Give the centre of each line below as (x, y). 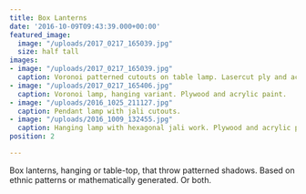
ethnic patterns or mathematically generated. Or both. (111, 179)
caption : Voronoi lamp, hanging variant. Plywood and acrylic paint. (152, 94)
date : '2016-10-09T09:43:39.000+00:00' (85, 26)
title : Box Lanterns (49, 18)
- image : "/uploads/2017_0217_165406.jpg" (91, 86)
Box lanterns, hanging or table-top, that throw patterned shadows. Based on (152, 170)
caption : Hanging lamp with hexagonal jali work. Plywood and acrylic (154, 128)
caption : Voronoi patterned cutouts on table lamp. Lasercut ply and (152, 77)
